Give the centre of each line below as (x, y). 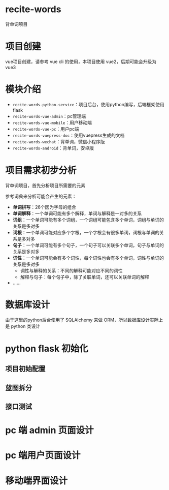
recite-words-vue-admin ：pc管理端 (49, 116)
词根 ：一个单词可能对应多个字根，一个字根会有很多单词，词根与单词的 (86, 232)
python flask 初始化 (47, 348)
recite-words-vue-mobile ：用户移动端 (52, 122)
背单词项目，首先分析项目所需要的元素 (45, 185)
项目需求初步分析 (41, 170)
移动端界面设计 (37, 481)
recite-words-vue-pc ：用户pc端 (46, 129)
